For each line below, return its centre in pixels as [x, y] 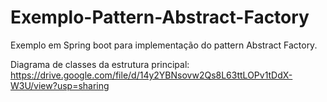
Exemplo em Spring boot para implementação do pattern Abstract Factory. [164, 45]
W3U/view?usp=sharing [60, 85]
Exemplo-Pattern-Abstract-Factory [160, 17]
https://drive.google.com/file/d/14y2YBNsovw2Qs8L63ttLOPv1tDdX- [151, 75]
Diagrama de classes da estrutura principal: [100, 64]
